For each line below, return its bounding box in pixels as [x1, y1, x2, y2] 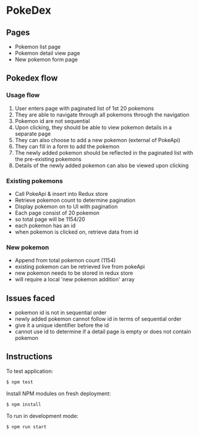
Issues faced [6, 293, 55, 303]
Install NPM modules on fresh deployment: [6, 389, 111, 397]
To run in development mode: [6, 412, 79, 419]
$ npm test [6, 379, 33, 385]
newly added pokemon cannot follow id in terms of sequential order [14, 315, 182, 323]
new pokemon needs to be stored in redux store [14, 269, 133, 277]
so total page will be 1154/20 [14, 216, 85, 223]
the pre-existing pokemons [14, 155, 82, 162]
